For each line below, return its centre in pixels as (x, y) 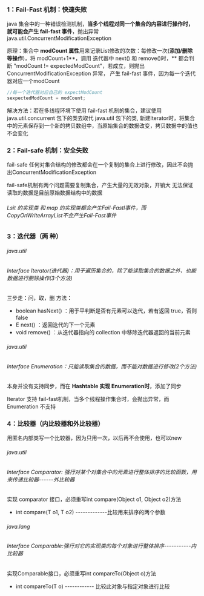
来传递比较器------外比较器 (41, 479)
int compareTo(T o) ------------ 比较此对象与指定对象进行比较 (93, 586)
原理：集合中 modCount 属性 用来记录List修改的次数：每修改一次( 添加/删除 (100, 51)
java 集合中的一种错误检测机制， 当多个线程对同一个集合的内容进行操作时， (100, 24)
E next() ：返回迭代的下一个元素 (55, 325)
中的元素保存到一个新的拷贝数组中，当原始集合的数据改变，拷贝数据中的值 (100, 126)
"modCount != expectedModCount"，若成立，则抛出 (79, 66)
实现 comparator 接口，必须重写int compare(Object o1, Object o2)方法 (94, 499)
